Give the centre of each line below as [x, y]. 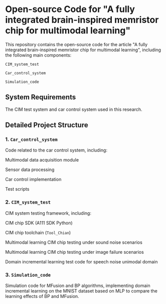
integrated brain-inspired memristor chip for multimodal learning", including [83, 50]
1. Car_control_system [31, 139]
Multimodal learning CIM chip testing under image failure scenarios [74, 252]
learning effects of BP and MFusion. [42, 296]
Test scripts [17, 189]
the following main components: [38, 55]
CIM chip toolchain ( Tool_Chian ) [38, 232]
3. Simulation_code [28, 274]
